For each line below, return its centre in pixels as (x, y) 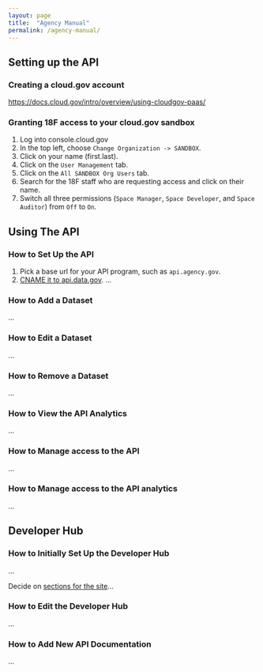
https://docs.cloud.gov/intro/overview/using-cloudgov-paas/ (107, 102)
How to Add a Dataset (51, 300)
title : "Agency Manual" (49, 23)
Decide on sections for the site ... (61, 586)
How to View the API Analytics (68, 413)
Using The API (44, 231)
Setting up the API (54, 62)
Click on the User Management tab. (74, 165)
